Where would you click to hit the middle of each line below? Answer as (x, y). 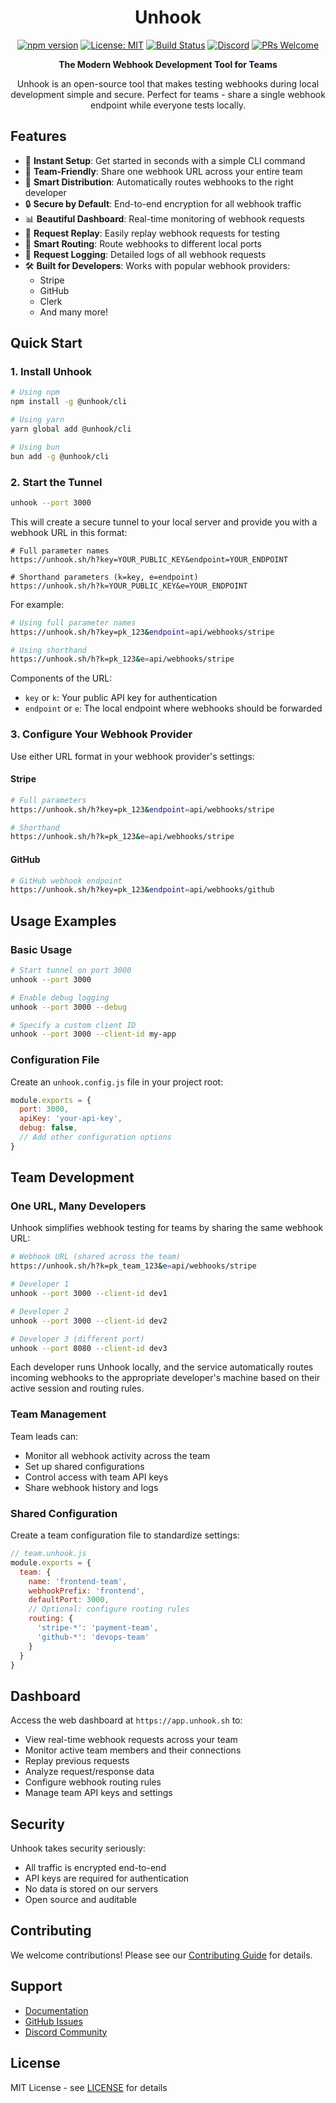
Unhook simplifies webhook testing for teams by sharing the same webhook (167, 1228)
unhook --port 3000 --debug (69, 1007)
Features (38, 136)
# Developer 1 (40, 1284)
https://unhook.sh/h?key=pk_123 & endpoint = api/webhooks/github (142, 890)
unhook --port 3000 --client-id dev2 (89, 1321)
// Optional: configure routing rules (109, 1609)
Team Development (72, 1177)
